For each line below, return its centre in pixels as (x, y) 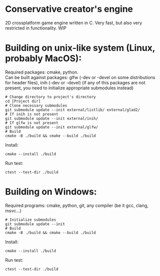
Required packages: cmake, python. (42, 72)
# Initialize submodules (31, 220)
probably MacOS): (43, 59)
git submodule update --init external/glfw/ (52, 127)
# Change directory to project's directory (51, 97)
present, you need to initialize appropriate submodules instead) (69, 88)
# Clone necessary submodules (36, 105)
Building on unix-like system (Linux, (80, 48)
